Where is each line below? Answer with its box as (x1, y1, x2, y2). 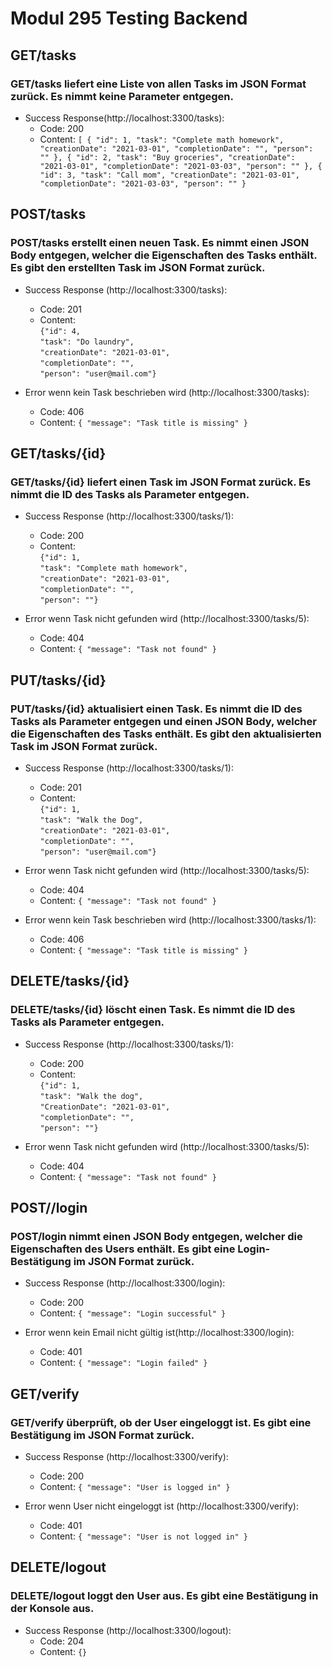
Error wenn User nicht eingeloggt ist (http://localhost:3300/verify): (24, 1500, 300, 1512)
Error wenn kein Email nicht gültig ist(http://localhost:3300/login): (24, 1327, 295, 1339)
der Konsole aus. (10, 1602, 95, 1616)
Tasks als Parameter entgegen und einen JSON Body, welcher (10, 714, 317, 728)
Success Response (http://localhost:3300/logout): (24, 1624, 232, 1636)
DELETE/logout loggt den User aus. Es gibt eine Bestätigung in (10, 1589, 319, 1603)
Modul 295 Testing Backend (10, 7, 248, 30)
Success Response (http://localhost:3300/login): (24, 1277, 226, 1289)
